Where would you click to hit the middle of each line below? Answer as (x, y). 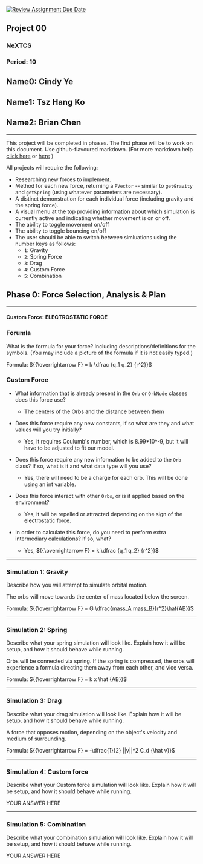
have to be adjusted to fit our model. (69, 448)
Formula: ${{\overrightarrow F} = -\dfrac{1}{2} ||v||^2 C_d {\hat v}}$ (91, 750)
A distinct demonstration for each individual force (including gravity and (105, 198)
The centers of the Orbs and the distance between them (94, 411)
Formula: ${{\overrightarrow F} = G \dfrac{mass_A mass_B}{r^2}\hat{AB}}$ (100, 608)
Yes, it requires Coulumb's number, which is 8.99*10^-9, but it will (106, 441)
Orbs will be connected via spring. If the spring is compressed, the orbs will (100, 661)
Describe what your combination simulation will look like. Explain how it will (100, 838)
